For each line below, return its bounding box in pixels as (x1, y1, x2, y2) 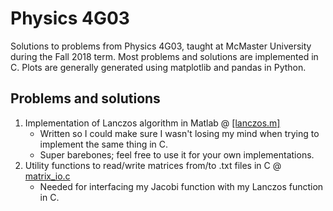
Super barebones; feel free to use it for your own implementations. (39, 148, 315, 161)
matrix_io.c (24, 170, 71, 182)
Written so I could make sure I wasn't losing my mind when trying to (39, 127, 320, 139)
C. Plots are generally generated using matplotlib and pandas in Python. (10, 61, 307, 73)
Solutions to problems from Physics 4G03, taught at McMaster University (10, 40, 312, 52)
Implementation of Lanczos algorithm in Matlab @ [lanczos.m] (24, 117, 281, 129)
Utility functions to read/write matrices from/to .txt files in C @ (24, 159, 282, 171)
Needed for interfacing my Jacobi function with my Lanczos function (39, 180, 324, 192)
